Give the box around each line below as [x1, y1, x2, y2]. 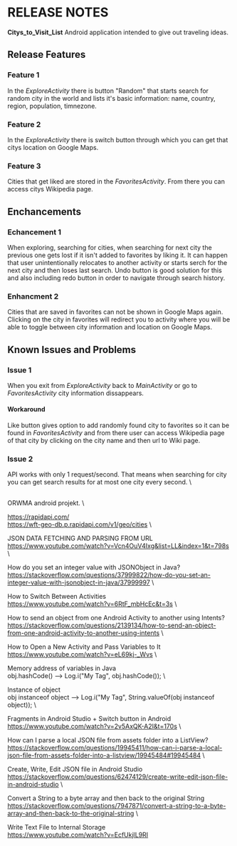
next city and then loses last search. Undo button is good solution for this [7, 266, 222, 274]
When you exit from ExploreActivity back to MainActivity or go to [7, 381, 198, 389]
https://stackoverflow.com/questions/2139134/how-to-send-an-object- [7, 621, 216, 629]
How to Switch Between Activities [7, 592, 107, 600]
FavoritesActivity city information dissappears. [7, 389, 144, 397]
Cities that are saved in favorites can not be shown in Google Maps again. [7, 308, 223, 317]
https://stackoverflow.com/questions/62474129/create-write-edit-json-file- [7, 772, 228, 781]
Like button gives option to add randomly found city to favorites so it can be [7, 421, 230, 429]
